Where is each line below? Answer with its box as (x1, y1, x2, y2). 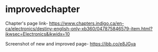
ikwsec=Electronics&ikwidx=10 (5, 31, 70, 37)
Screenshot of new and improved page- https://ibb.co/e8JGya (5, 40, 136, 46)
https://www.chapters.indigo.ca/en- (49, 20, 124, 26)
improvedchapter (5, 4, 80, 15)
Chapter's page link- (5, 20, 48, 26)
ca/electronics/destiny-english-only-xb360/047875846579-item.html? (5, 25, 153, 31)
